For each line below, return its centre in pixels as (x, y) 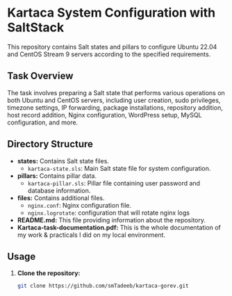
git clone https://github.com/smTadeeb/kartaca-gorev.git (103, 286)
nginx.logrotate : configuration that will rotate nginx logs (108, 213)
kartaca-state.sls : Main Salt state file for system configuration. (119, 168)
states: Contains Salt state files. (63, 161)
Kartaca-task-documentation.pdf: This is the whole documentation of (119, 227)
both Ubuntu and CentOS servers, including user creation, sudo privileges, (114, 100)
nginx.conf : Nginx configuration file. (80, 205)
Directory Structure (50, 144)
